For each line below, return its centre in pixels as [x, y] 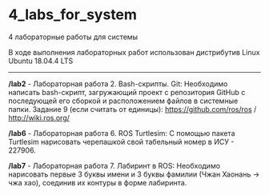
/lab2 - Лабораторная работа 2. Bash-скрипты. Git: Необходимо [118, 84]
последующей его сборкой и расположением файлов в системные [123, 101]
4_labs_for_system [73, 15]
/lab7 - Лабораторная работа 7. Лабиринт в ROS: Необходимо [114, 165]
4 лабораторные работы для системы [73, 37]
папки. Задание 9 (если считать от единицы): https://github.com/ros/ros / [132, 109]
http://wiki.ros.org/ [39, 117]
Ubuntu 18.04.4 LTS [41, 61]
